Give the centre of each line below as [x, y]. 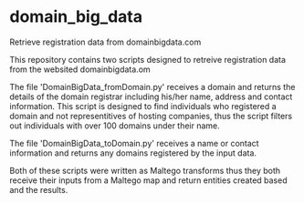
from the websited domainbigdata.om [80, 69]
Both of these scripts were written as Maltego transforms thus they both [145, 170]
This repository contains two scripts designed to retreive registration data [147, 59]
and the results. [39, 189]
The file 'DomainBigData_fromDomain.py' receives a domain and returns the [152, 86]
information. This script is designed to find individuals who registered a [143, 106]
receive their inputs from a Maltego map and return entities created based [148, 180]
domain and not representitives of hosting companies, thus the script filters [151, 116]
